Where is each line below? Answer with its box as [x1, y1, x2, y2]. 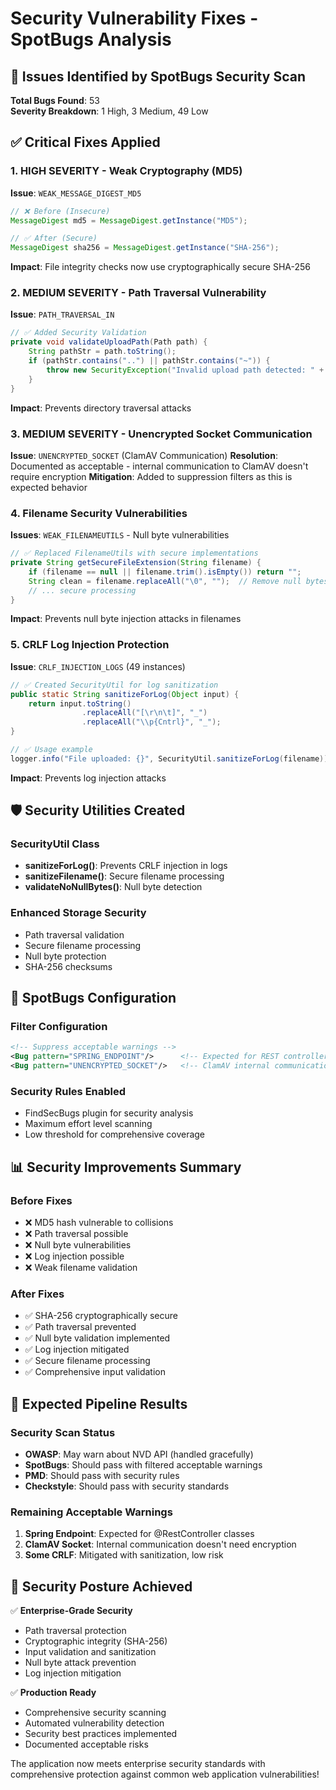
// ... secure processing [28, 585, 137, 596]
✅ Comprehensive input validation [24, 1366, 166, 1378]
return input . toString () [28, 698, 132, 709]
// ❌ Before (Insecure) [10, 206, 111, 216]
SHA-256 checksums [24, 960, 113, 972]
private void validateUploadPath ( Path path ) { [10, 337, 208, 347]
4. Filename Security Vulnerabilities [10, 506, 188, 520]
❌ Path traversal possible [24, 1228, 129, 1240]
